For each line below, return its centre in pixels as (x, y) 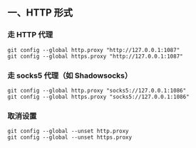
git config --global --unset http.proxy (68, 131)
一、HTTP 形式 (40, 13)
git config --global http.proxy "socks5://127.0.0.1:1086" (97, 90)
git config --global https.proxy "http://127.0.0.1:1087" (95, 56)
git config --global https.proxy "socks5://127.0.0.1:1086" (99, 97)
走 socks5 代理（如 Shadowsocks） (70, 75)
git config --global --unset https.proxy (70, 137)
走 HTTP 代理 (30, 35)
